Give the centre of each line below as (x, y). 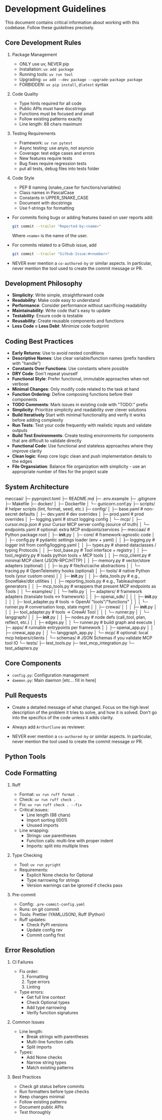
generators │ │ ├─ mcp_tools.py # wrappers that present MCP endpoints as (81, 586)
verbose (20, 384)
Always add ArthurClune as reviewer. (49, 727)
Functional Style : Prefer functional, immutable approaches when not (81, 379)
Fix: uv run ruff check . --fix (51, 805)
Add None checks (44, 1057)
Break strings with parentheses (57, 1037)
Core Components (33, 663)
